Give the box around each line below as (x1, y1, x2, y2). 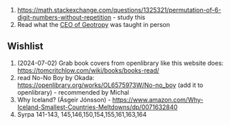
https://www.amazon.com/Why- (112, 95, 204, 104)
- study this (113, 13, 146, 21)
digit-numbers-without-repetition (17, 13, 112, 21)
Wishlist (7, 41, 44, 52)
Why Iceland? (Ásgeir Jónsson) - (17, 95, 111, 104)
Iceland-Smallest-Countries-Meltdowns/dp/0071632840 (17, 103, 178, 111)
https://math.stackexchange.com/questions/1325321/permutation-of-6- (17, 6, 222, 14)
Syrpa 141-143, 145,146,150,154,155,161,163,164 (17, 110, 147, 118)
